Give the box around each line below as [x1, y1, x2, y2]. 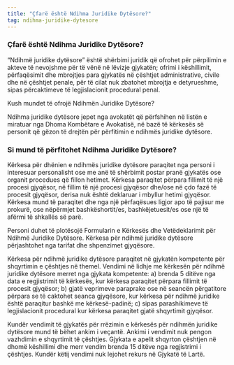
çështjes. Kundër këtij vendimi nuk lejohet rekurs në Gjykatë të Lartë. [7, 350, 205, 359]
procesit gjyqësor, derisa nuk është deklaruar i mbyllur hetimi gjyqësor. [7, 190, 212, 199]
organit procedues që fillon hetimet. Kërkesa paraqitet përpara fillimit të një [7, 176, 224, 184]
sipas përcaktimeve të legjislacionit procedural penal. [7, 85, 161, 94]
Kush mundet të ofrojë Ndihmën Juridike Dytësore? [7, 99, 155, 107]
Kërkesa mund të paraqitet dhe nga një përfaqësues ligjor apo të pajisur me [7, 198, 225, 206]
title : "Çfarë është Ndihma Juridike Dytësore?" [7, 10, 152, 17]
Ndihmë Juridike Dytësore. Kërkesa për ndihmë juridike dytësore [7, 234, 193, 242]
